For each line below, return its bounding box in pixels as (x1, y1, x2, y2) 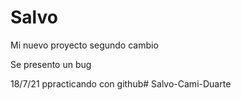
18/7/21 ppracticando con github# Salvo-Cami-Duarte (10, 77, 232, 90)
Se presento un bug (10, 58, 92, 70)
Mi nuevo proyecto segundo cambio (10, 39, 159, 51)
